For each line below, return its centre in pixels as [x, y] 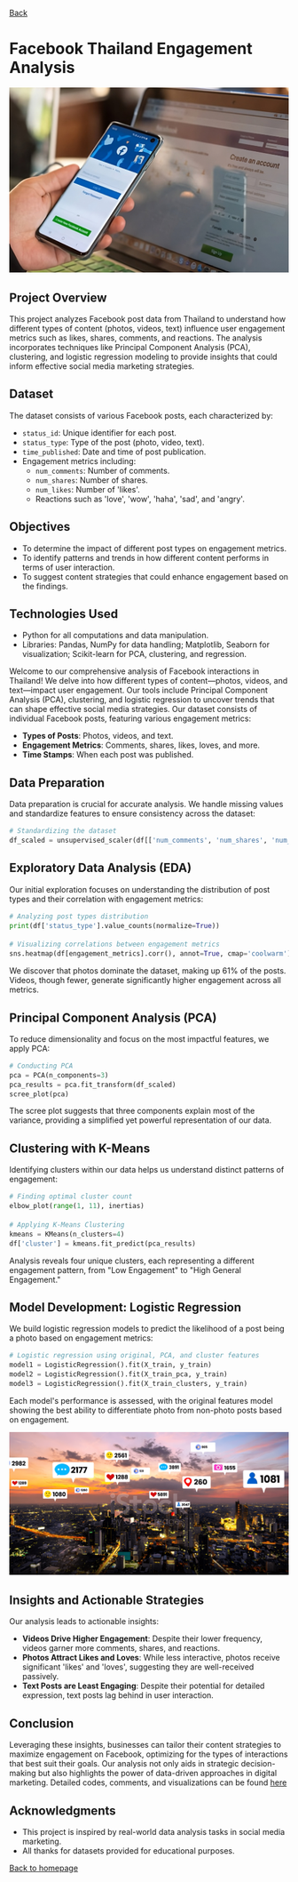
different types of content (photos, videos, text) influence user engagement [147, 328]
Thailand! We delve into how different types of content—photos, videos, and [149, 681]
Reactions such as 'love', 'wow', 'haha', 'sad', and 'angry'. [140, 499]
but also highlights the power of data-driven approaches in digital [157, 1774]
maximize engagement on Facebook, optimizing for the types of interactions [149, 1754]
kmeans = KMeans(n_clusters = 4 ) [67, 1234]
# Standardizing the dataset [63, 831]
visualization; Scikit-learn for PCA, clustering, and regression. [134, 654]
